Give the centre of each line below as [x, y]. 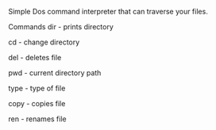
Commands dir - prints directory [61, 27]
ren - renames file [37, 119]
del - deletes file [35, 57]
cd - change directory [44, 42]
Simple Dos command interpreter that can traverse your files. [108, 11]
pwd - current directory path [55, 73]
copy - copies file [37, 103]
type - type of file [37, 88]
